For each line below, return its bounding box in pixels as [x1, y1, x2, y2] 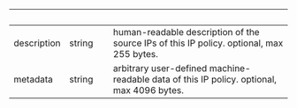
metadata [13, 74, 53, 85]
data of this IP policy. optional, [151, 74, 277, 85]
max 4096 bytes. [113, 84, 184, 96]
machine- [209, 62, 251, 74]
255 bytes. [113, 48, 159, 60]
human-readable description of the [113, 26, 260, 38]
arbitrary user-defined [113, 62, 208, 74]
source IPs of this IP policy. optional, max [113, 37, 284, 49]
